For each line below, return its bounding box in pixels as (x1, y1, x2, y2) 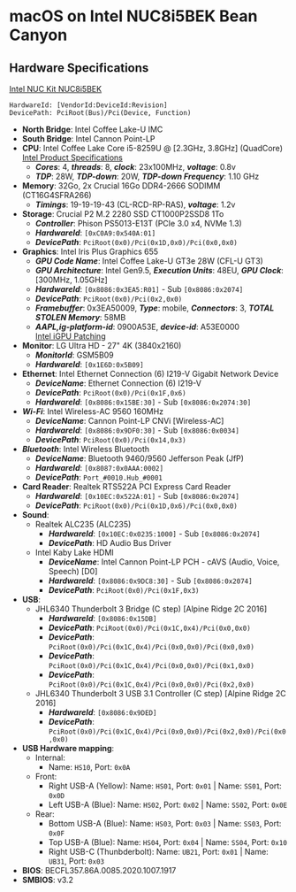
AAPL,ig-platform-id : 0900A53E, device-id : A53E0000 (34, 321, 240, 332)
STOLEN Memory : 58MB (34, 312, 126, 322)
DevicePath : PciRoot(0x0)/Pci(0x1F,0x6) (34, 388, 187, 397)
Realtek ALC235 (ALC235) (34, 519, 132, 529)
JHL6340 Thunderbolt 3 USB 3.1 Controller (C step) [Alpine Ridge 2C (34, 688, 286, 698)
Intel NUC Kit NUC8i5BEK (9, 84, 102, 94)
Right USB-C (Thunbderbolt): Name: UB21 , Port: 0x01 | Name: (48, 847, 269, 857)
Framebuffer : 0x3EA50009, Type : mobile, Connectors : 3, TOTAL (34, 303, 275, 313)
